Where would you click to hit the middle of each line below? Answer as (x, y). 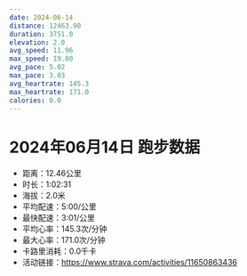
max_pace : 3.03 (37, 76)
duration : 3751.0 (41, 34)
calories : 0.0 (36, 100)
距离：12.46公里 (52, 174)
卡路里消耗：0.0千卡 (59, 251)
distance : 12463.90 (45, 26)
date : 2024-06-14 (41, 17)
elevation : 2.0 (37, 42)
